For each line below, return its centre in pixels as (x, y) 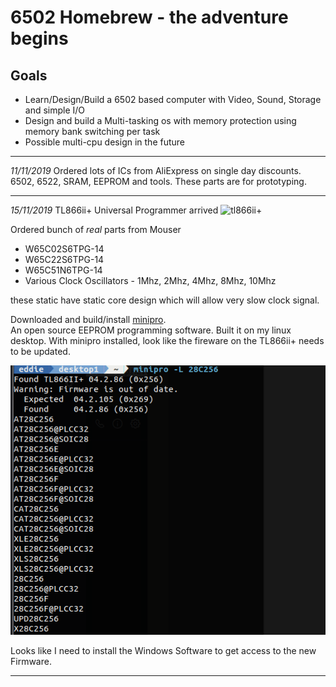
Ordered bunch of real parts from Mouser (96, 229)
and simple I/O (55, 110)
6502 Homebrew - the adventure (149, 17)
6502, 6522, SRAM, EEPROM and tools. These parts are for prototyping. (158, 181)
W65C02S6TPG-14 (64, 249)
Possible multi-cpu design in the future (105, 142)
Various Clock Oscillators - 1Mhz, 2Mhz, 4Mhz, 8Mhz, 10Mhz (150, 280)
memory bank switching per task (92, 131)
